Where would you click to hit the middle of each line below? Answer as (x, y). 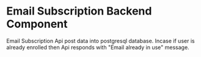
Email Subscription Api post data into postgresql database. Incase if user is (100, 41)
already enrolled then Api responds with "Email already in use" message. (98, 47)
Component (37, 24)
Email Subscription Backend (79, 11)
